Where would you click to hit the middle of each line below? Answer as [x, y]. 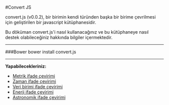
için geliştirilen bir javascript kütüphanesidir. [51, 22]
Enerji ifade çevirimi [33, 92]
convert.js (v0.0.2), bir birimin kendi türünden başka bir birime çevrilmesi [80, 17]
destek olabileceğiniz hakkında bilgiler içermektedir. [59, 37]
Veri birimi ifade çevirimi [37, 87]
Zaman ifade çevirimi [34, 81]
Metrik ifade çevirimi [34, 76]
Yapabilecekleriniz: [26, 66]
